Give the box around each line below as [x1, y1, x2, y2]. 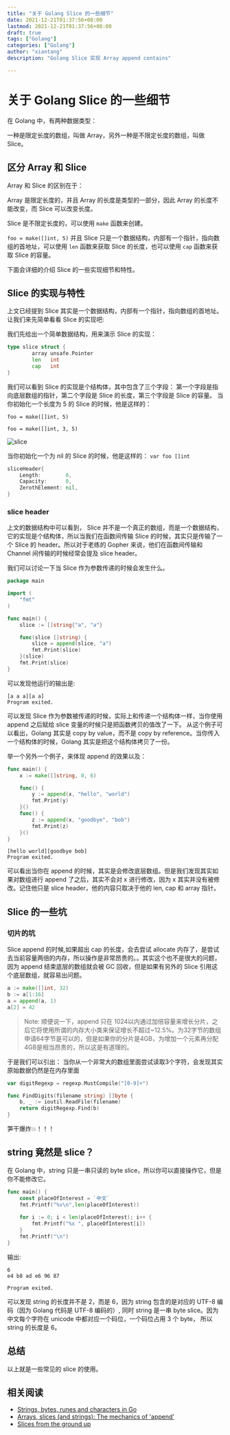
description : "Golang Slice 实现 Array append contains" [7, 55, 172, 62]
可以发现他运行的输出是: [7, 679, 76, 687]
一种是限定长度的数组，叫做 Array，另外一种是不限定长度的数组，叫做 [7, 131, 205, 139]
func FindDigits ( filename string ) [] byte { [7, 1092, 134, 1099]
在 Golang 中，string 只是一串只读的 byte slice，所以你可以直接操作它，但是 [7, 1166, 222, 1174]
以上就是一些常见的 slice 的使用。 [7, 1364, 102, 1373]
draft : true [7, 29, 41, 36]
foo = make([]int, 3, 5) [7, 425, 78, 433]
